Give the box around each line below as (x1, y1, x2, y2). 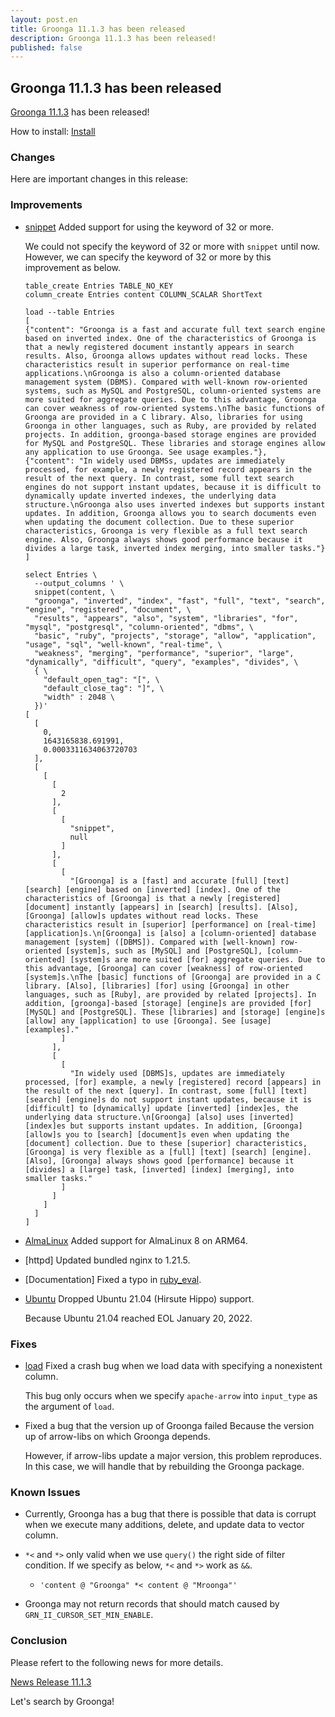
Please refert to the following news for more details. (10, 1656, 224, 1668)
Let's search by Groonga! (10, 1695, 115, 1707)
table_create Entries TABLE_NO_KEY (24, 281, 174, 291)
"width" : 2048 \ (43, 692, 115, 702)
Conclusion (10, 1634, 68, 1648)
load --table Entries (24, 307, 115, 317)
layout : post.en (10, 14, 78, 25)
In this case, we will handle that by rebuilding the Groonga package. (24, 1460, 305, 1472)
